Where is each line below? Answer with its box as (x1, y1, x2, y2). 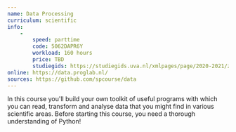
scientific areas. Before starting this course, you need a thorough (7, 110, 195, 118)
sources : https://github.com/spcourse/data (7, 75, 137, 83)
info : (7, 23, 23, 30)
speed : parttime (32, 37, 80, 44)
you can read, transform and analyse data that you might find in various (7, 103, 214, 111)
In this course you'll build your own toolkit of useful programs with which (7, 95, 218, 103)
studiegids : (32, 62, 68, 70)
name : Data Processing (7, 10, 74, 18)
